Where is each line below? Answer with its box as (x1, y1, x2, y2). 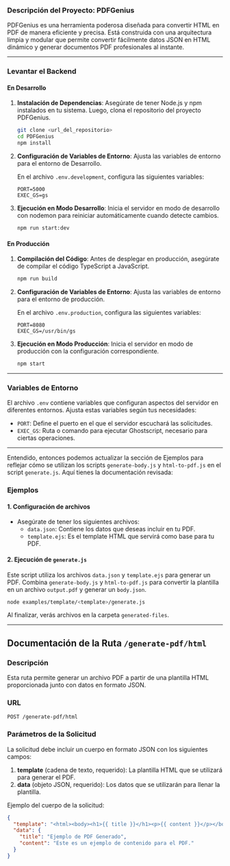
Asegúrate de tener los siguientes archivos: (16, 518, 140, 526)
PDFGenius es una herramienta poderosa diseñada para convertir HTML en (7, 21, 220, 30)
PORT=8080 (16, 322, 46, 329)
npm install (16, 140, 51, 146)
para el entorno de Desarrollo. (16, 159, 102, 168)
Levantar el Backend (7, 67, 77, 76)
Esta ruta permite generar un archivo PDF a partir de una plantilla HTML (7, 674, 209, 682)
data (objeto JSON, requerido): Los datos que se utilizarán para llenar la (16, 780, 220, 788)
